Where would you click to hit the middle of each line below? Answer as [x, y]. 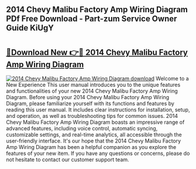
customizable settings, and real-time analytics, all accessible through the [94, 135]
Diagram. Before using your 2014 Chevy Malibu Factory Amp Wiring [88, 97]
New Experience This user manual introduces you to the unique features [93, 85]
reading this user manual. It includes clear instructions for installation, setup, [98, 110]
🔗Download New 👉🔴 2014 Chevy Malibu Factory [97, 52]
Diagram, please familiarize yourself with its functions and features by [90, 103]
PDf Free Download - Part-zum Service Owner [92, 19]
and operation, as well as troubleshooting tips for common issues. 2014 [92, 116]
